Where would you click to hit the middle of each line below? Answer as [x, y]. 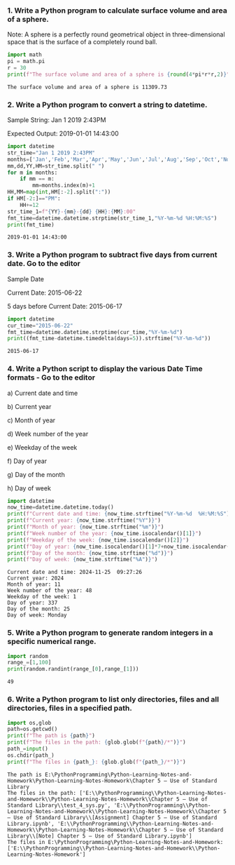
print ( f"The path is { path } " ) [51, 736]
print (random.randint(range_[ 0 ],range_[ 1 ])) [73, 669]
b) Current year [29, 406]
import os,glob [29, 723]
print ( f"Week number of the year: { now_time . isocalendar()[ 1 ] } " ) [104, 533]
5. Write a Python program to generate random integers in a [110, 633]
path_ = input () [28, 749]
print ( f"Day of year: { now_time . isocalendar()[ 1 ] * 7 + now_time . [100, 547]
